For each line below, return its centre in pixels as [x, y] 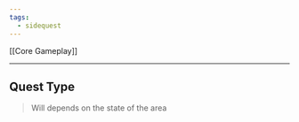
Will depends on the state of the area [99, 108]
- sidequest [40, 26]
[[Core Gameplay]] [44, 50]
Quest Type [42, 86]
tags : [19, 17]
